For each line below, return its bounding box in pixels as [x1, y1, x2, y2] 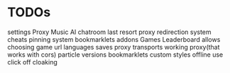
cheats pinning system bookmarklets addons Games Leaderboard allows [7, 35, 221, 43]
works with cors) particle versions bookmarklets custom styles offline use [7, 50, 224, 59]
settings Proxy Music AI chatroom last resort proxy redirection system [7, 28, 212, 36]
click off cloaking [7, 57, 58, 66]
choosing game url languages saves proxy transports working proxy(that [7, 43, 220, 51]
